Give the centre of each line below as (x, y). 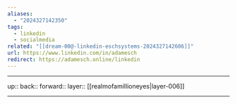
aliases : (20, 14)
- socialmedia (34, 40)
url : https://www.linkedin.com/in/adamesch (72, 53)
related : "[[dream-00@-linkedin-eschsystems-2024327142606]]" (101, 46)
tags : (15, 27)
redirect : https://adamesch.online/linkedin (74, 60)
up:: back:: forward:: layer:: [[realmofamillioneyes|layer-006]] (96, 86)
